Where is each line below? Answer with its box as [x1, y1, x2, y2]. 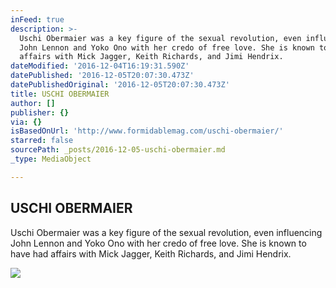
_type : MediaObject [10, 154, 92, 164]
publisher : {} [10, 107, 70, 118]
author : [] [10, 98, 56, 108]
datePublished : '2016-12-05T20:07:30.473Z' [10, 71, 195, 81]
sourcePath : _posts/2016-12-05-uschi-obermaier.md [10, 145, 226, 155]
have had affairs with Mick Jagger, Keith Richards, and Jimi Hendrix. [10, 247, 292, 260]
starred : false [10, 136, 74, 146]
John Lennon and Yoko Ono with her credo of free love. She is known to [10, 237, 307, 249]
